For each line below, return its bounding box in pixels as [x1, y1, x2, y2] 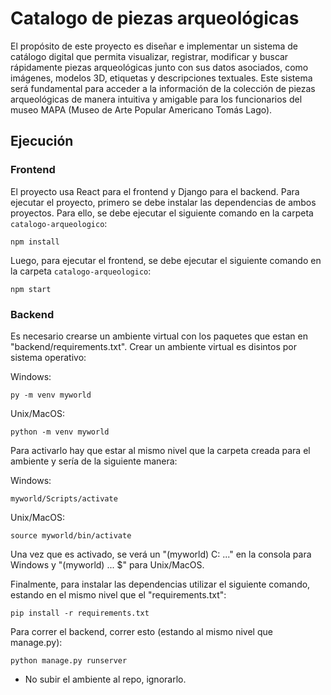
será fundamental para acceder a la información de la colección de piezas [10, 82, 316, 94]
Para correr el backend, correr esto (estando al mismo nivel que [10, 625, 273, 637]
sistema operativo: [10, 351, 87, 363]
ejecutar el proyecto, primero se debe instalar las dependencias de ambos [10, 196, 317, 208]
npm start [10, 284, 52, 294]
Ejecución [10, 133, 74, 150]
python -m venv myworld [10, 427, 110, 437]
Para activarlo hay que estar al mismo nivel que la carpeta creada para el [10, 444, 311, 456]
